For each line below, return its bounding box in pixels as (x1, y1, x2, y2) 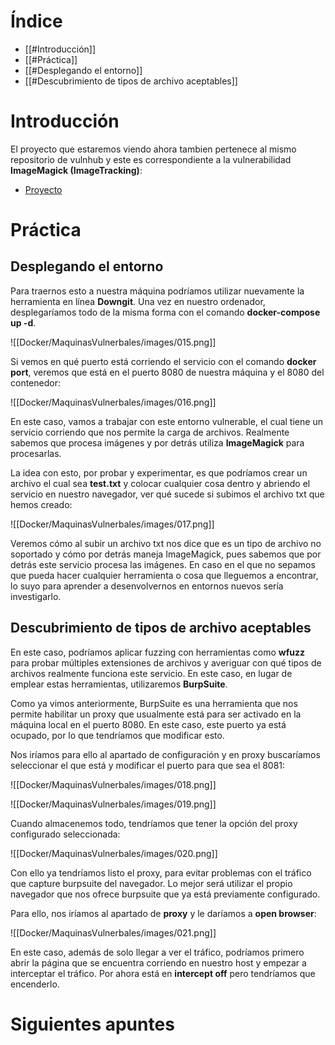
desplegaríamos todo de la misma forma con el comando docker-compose (10, 306, 321, 318)
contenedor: (10, 376, 61, 389)
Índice (10, 10, 63, 33)
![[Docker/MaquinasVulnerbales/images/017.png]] (10, 518, 215, 530)
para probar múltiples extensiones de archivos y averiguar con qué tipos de (10, 656, 322, 669)
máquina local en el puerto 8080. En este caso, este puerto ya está (10, 718, 287, 730)
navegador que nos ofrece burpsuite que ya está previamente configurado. (10, 888, 321, 900)
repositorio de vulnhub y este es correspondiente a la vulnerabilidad (10, 153, 292, 165)
